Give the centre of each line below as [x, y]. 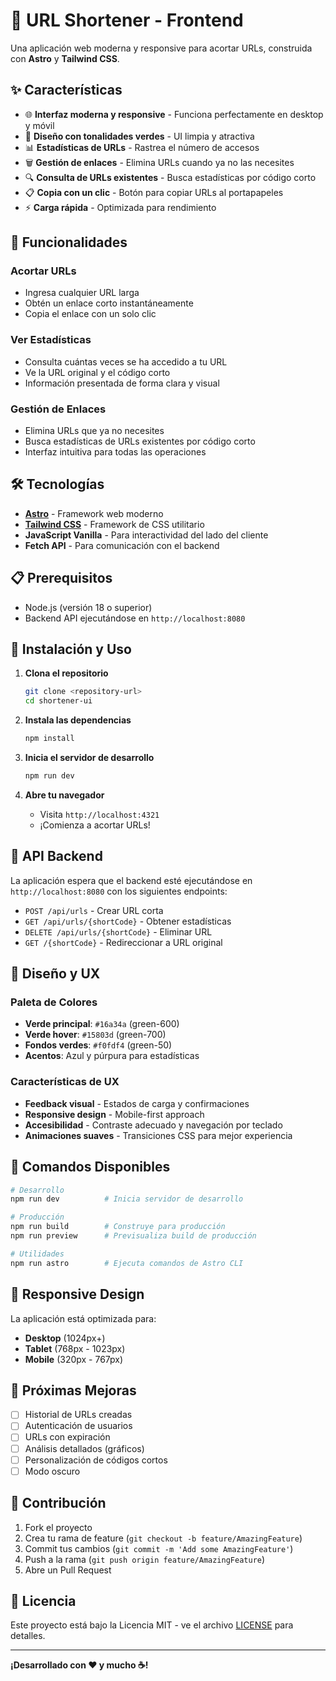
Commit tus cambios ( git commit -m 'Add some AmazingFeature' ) [159, 1548]
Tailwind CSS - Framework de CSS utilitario [114, 524]
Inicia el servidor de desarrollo [89, 758]
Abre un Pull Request [68, 1570]
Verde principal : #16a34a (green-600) [102, 1024]
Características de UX [65, 1082]
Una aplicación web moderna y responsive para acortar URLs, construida [161, 48]
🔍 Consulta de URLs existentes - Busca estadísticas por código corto [170, 177]
